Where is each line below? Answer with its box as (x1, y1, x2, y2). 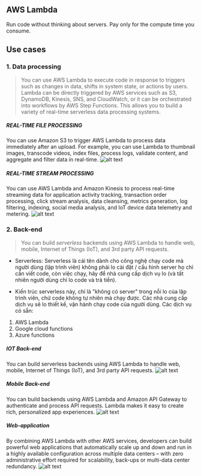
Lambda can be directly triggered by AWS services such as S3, (20, 89, 177, 96)
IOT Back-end (6, 345, 41, 352)
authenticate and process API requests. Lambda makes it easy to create (6, 402, 184, 409)
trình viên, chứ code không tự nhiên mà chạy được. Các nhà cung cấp (14, 294, 188, 301)
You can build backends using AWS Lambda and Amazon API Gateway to (6, 396, 187, 403)
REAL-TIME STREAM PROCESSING (6, 170, 94, 177)
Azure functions (14, 331, 55, 339)
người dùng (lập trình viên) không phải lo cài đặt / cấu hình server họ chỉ (14, 264, 194, 271)
